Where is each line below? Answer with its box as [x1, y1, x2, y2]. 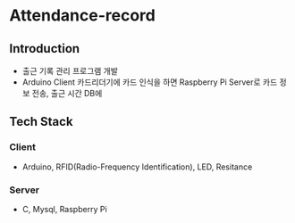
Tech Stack [9, 114, 73, 129]
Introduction [9, 41, 80, 56]
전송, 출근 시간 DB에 [31, 88, 103, 98]
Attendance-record [9, 5, 156, 26]
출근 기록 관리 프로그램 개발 [21, 66, 119, 76]
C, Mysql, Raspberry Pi [21, 203, 107, 214]
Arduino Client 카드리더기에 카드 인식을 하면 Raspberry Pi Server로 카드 [21, 77, 278, 87]
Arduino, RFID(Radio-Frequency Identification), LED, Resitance [21, 161, 253, 172]
